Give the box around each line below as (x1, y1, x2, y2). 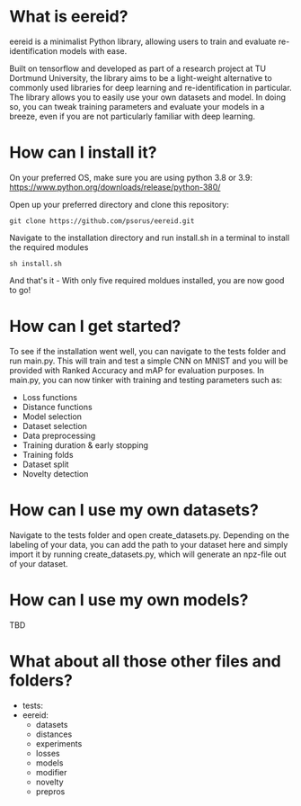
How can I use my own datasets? (9, 500, 259, 520)
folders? (9, 670, 74, 690)
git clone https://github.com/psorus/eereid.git (9, 216, 195, 226)
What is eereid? (9, 6, 128, 27)
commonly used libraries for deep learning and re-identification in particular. (9, 82, 292, 93)
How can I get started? (9, 317, 181, 336)
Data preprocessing (22, 430, 96, 441)
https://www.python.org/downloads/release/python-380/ (9, 182, 221, 193)
